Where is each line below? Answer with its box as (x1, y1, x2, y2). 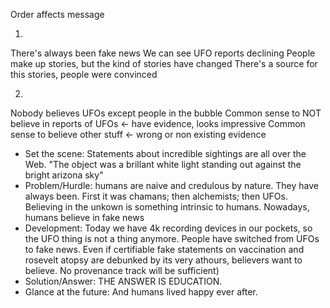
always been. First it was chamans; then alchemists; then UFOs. (24, 190, 288, 202)
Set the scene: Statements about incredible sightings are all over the (24, 148, 307, 159)
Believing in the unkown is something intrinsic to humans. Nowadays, (24, 201, 310, 213)
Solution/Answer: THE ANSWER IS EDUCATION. (24, 275, 223, 287)
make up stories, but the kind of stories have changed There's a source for (10, 58, 318, 69)
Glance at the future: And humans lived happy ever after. (24, 286, 258, 298)
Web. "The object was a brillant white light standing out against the (24, 159, 302, 170)
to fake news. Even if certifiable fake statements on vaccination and (24, 244, 305, 255)
